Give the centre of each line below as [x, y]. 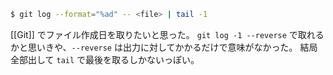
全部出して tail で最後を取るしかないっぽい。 [105, 59]
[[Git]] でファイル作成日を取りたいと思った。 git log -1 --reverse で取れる [167, 34]
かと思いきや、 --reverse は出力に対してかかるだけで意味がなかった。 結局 [164, 47]
